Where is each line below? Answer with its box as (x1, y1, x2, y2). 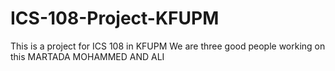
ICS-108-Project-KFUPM (10, 7, 220, 30)
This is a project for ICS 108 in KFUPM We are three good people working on (10, 40, 326, 52)
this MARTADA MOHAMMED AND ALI (10, 50, 165, 62)
